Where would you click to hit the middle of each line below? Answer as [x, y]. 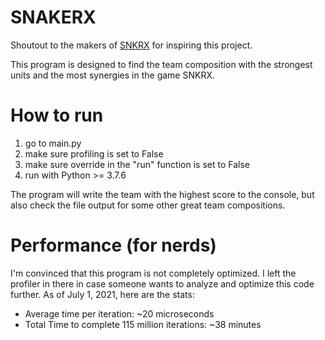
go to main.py [53, 143]
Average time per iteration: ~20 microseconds [119, 313]
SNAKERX [53, 17]
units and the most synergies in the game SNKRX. [112, 75]
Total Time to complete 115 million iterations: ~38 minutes [143, 324]
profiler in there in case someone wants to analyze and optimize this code [162, 283]
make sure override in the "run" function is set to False [137, 164]
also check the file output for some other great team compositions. [148, 205]
